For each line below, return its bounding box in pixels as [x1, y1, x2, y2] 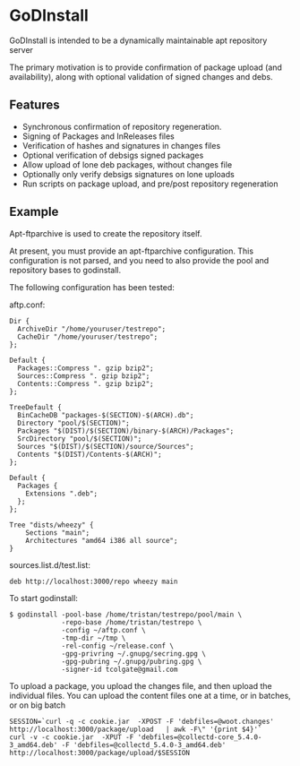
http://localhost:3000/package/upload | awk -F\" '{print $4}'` [9, 725, 262, 734]
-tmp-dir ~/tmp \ [61, 633, 126, 642]
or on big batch [9, 700, 65, 710]
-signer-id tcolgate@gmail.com [61, 665, 178, 674]
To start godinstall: [9, 592, 79, 603]
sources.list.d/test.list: [9, 559, 91, 570]
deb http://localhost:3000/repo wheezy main [9, 577, 178, 586]
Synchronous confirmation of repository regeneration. [21, 121, 222, 132]
